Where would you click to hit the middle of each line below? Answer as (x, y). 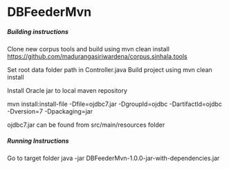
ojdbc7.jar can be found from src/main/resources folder (86, 125)
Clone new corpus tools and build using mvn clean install (88, 49)
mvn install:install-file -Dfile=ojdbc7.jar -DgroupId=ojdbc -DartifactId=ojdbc (115, 104)
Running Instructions (38, 141)
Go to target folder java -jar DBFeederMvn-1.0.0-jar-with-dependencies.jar (113, 158)
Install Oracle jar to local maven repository (67, 91)
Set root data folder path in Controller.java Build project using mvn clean (110, 70)
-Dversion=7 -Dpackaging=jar (50, 112)
